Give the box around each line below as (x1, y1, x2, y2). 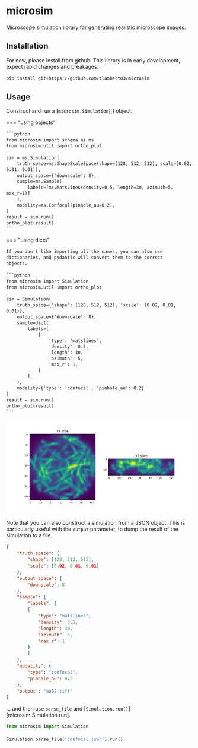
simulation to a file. (6, 532, 52, 539)
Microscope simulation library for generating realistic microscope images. (6, 24, 186, 31)
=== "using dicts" (6, 236, 50, 244)
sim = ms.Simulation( (6, 155, 60, 161)
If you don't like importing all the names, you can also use (6, 249, 163, 255)
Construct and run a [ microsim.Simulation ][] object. (6, 107, 133, 115)
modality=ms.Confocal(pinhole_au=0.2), (17, 202, 116, 208)
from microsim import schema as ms (6, 137, 94, 143)
